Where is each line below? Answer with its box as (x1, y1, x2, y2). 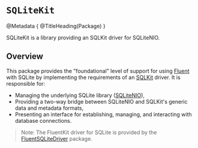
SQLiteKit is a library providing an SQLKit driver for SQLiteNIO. (6, 34, 160, 41)
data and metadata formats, (14, 104, 84, 111)
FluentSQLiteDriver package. (20, 135, 93, 142)
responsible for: (6, 80, 46, 87)
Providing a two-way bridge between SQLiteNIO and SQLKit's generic (14, 98, 188, 105)
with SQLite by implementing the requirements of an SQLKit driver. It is (6, 74, 181, 81)
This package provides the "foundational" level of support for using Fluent (6, 67, 190, 74)
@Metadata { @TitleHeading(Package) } (6, 22, 106, 29)
